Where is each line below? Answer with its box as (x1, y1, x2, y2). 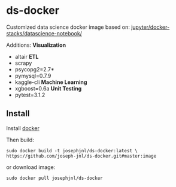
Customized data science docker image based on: (6, 23, 131, 31)
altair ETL (14, 53, 39, 60)
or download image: (6, 163, 56, 171)
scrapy (14, 59, 32, 67)
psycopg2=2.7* (14, 65, 55, 73)
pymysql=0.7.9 (14, 72, 51, 79)
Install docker (6, 124, 40, 132)
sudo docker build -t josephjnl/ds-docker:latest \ (6, 147, 138, 153)
